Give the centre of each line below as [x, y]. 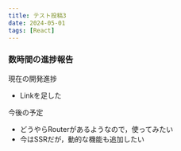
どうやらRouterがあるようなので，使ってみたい [96, 129]
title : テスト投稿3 [37, 15]
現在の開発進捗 [33, 78]
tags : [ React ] [32, 30]
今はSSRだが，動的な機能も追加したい [82, 139]
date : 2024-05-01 [37, 23]
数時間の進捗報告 [41, 60]
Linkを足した [40, 95]
